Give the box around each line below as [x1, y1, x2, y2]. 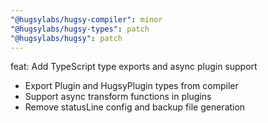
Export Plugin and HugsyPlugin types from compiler [24, 80, 239, 92]
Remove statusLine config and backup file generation [24, 101, 246, 113]
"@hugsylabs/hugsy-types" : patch [10, 24, 150, 34]
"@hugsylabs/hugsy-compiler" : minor [10, 14, 163, 25]
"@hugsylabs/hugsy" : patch [10, 33, 123, 43]
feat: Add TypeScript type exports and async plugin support [10, 61, 258, 73]
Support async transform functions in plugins [24, 91, 212, 103]
